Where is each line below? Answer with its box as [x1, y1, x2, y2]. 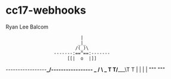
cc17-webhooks [5, 4, 86, 17]
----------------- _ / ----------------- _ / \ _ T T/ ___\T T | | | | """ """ [5, 66, 166, 73]
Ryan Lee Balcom [5, 23, 49, 30]
